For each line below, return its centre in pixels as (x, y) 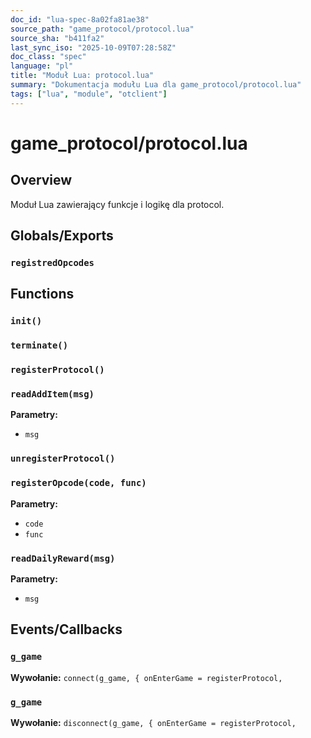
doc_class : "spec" (48, 57)
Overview (41, 180)
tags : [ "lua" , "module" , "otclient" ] (89, 94)
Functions (42, 294)
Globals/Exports (62, 236)
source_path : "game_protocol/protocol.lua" (102, 29)
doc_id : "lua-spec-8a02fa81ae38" (80, 19)
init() (26, 321)
